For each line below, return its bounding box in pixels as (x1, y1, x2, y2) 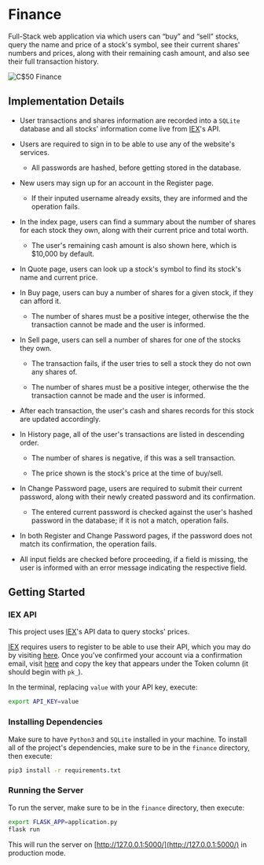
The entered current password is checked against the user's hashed (31, 507, 253, 516)
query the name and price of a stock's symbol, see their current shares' (8, 39, 240, 49)
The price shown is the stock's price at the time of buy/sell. (31, 468, 224, 478)
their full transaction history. (8, 57, 100, 66)
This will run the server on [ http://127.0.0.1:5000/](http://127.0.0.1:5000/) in (8, 840, 247, 849)
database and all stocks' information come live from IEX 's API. (19, 124, 222, 133)
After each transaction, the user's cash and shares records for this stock (19, 405, 255, 415)
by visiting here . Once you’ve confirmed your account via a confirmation (8, 651, 243, 660)
